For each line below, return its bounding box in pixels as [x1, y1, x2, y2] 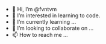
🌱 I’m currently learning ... [11, 18, 76, 25]
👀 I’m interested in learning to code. [11, 12, 101, 19]
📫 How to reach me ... [11, 32, 68, 38]
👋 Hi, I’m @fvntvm [11, 6, 57, 12]
